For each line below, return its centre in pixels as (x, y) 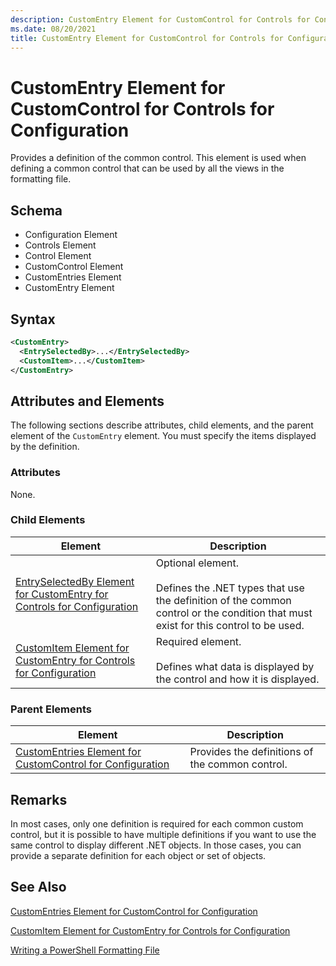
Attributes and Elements (87, 401)
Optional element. (197, 563)
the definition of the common (223, 600)
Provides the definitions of (251, 752)
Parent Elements (51, 709)
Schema (36, 210)
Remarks (39, 799)
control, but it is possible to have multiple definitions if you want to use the (163, 834)
